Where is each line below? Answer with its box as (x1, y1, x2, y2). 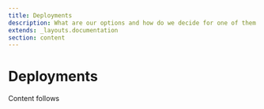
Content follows (8, 94, 60, 103)
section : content (8, 33, 66, 42)
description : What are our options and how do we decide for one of (8, 19, 239, 27)
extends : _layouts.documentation (8, 26, 119, 34)
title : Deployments (8, 11, 73, 20)
